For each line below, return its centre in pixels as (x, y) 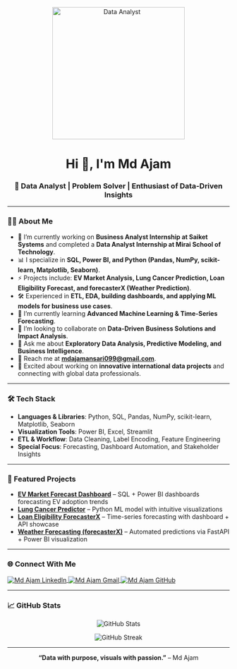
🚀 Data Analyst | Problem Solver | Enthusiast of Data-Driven (119, 186)
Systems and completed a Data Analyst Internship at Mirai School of (119, 244)
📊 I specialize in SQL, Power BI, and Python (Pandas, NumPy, (108, 259)
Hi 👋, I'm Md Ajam (119, 164)
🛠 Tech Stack (31, 398)
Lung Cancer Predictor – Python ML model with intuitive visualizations (120, 509)
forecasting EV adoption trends (63, 502)
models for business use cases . (65, 306)
